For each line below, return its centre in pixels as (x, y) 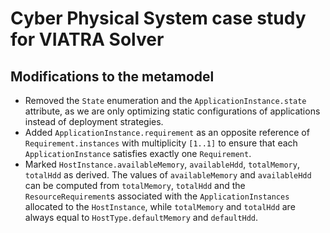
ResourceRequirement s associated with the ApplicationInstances (157, 196)
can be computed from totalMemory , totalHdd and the (135, 185)
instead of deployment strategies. (94, 121)
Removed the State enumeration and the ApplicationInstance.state (165, 100)
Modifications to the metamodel (112, 76)
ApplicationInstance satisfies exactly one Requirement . (138, 153)
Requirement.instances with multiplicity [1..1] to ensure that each (161, 143)
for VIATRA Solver (87, 39)
